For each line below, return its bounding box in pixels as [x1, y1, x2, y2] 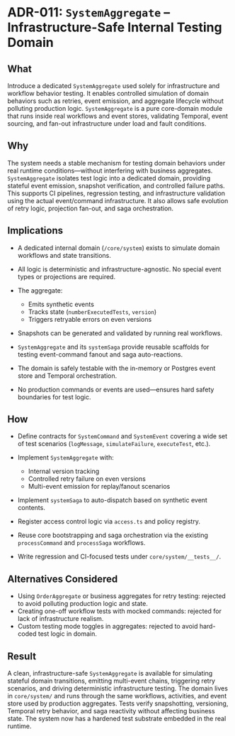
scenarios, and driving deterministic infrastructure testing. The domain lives [7, 684, 229, 693]
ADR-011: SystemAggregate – [7, 4, 171, 21]
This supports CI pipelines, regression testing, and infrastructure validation [7, 189, 225, 197]
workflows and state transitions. [17, 251, 111, 259]
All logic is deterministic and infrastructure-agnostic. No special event [17, 264, 222, 274]
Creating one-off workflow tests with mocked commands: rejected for [17, 607, 222, 615]
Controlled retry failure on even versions [28, 475, 147, 483]
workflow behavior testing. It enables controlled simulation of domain [7, 90, 209, 97]
